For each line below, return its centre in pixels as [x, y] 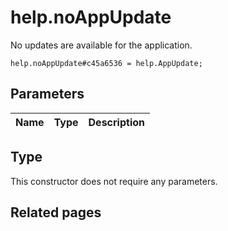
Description [116, 122]
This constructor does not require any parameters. [114, 181]
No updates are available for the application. [101, 45]
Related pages [56, 212]
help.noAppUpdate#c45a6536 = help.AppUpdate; [106, 63]
